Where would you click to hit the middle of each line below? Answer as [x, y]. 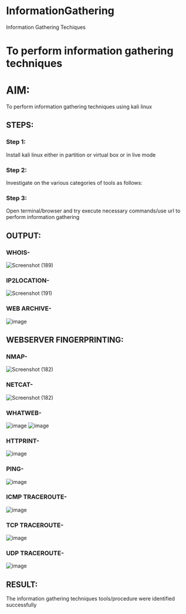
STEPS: [20, 125]
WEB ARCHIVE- [29, 308]
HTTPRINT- [23, 441]
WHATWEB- [24, 413]
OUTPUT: [23, 236]
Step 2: [17, 170]
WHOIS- [18, 253]
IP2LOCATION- [28, 280]
